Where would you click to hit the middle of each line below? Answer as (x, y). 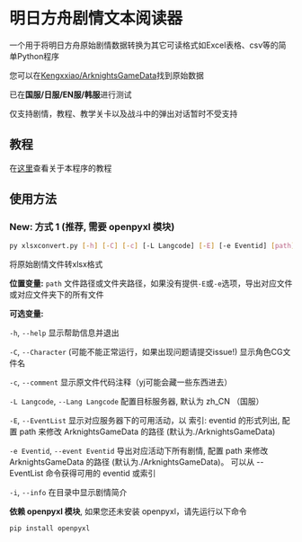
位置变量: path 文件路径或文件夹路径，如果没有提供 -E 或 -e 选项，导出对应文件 (151, 283)
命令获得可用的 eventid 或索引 (101, 474)
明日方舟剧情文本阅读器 (96, 18)
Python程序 (38, 56)
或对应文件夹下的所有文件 (57, 295)
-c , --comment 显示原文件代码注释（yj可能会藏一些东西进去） (120, 382)
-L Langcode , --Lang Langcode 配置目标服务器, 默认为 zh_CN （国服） (137, 402)
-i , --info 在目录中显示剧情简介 (68, 493)
